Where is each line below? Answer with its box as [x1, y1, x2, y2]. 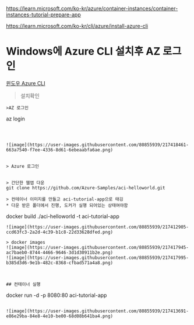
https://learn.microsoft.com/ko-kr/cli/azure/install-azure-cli [6, 23, 149, 29]
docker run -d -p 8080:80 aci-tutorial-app [6, 292, 107, 299]
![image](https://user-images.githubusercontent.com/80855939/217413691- [6, 308, 189, 314]
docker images [11, 239, 45, 245]
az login [6, 115, 25, 122]
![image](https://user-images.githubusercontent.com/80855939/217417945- [6, 244, 189, 250]
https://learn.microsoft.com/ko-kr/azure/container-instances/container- [6, 5, 178, 12]
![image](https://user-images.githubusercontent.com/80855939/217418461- [6, 141, 189, 148]
